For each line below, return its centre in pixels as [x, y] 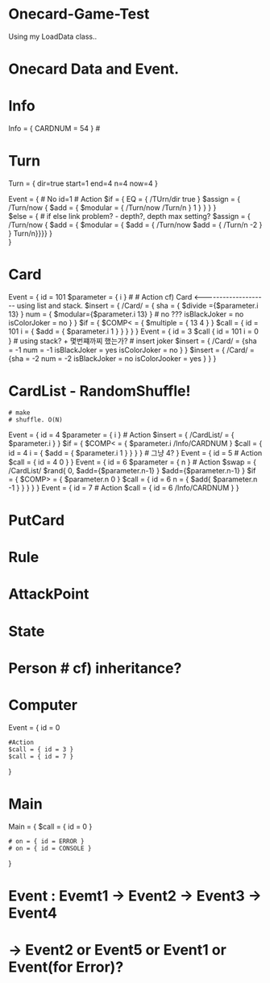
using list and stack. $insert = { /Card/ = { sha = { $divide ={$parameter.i [137, 305]
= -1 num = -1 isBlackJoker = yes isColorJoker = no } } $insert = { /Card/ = [132, 350]
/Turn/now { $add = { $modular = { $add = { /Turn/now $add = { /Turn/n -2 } [135, 225]
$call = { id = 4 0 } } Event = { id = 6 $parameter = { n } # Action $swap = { [132, 462]
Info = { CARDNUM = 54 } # [54, 128]
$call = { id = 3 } [41, 749]
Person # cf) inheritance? [95, 668]
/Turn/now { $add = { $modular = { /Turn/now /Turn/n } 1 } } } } [112, 208]
